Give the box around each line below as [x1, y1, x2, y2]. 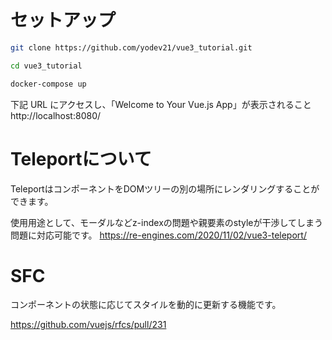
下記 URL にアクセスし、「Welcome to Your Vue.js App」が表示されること [10, 98, 312, 110]
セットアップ [10, 9, 117, 32]
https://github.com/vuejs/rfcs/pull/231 [10, 319, 167, 331]
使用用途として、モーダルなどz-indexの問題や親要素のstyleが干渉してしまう [10, 216, 324, 228]
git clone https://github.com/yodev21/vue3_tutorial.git [10, 42, 253, 53]
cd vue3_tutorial [10, 61, 83, 71]
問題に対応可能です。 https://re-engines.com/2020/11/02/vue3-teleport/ [10, 229, 307, 241]
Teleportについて [10, 147, 152, 170]
